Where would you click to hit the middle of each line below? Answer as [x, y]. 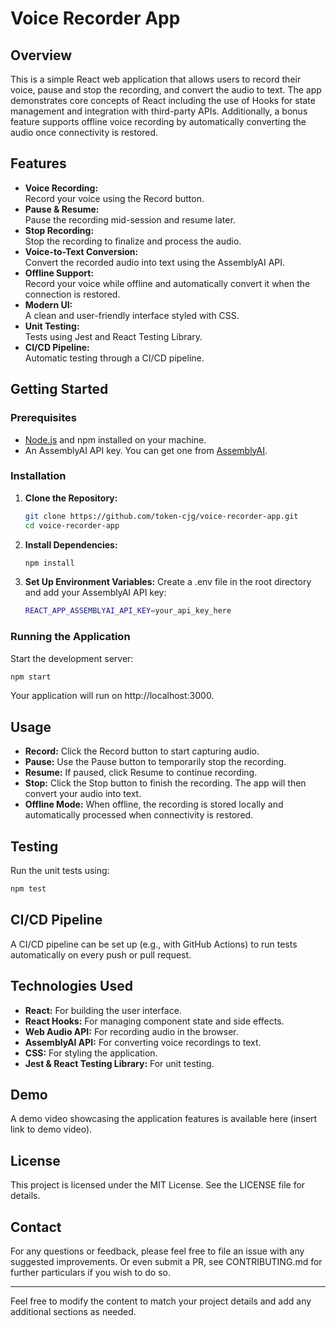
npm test [28, 889]
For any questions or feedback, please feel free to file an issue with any [157, 1251]
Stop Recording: [59, 230]
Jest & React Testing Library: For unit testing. [119, 1063]
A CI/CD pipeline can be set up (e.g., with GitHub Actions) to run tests [154, 944]
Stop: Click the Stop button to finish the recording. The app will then [165, 783]
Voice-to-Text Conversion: [81, 251]
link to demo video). [51, 1129]
